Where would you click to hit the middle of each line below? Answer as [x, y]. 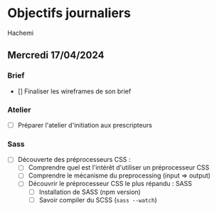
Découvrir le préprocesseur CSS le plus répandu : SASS [110, 184]
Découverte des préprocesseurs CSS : [74, 160]
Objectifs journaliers [69, 13]
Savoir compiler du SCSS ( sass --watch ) [98, 200]
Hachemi [21, 33]
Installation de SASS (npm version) [90, 192]
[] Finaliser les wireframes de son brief [74, 91]
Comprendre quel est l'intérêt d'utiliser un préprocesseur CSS [119, 168]
